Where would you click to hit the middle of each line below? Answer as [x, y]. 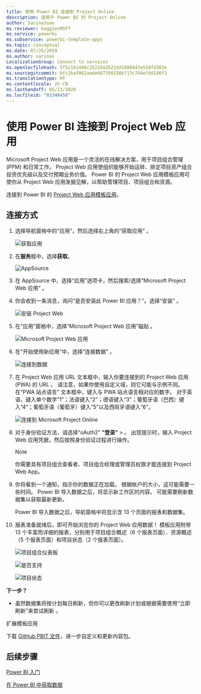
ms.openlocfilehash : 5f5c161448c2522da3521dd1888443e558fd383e [87, 67]
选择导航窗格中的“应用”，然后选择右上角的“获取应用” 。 [83, 230]
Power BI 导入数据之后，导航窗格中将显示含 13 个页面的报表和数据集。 [101, 512]
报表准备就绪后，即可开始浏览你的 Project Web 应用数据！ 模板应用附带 [103, 525]
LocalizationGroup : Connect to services [57, 62]
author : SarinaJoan [31, 23]
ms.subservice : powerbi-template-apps [54, 39]
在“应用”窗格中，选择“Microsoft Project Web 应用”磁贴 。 [85, 326]
